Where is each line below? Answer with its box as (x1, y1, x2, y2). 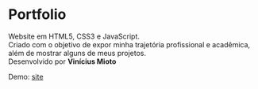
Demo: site (8, 72, 44, 81)
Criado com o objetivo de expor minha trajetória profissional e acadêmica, (8, 39, 251, 49)
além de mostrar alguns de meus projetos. (8, 48, 147, 57)
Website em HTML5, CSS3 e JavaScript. (8, 32, 141, 41)
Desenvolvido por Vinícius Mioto (8, 57, 117, 66)
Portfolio (8, 6, 67, 24)
